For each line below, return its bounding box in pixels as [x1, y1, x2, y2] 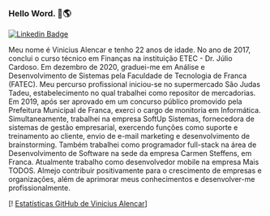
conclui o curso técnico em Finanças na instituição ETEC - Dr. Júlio [8, 54, 233, 63]
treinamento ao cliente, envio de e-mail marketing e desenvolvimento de [8, 132, 250, 141]
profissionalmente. [8, 183, 71, 193]
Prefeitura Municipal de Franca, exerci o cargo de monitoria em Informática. [8, 106, 261, 115]
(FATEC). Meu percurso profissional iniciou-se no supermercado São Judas [8, 80, 261, 89]
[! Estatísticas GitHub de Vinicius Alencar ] [8, 199, 148, 209]
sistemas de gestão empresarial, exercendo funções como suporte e [8, 123, 238, 132]
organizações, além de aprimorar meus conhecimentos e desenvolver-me [8, 175, 255, 184]
